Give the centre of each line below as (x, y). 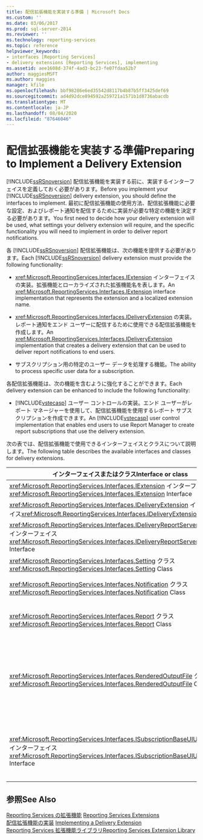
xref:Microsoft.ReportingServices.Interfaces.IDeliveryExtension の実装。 (105, 317)
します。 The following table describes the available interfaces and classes (99, 451)
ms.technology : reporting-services (51, 40)
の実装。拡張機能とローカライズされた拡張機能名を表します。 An (95, 285)
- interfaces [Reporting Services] (51, 57)
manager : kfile (25, 85)
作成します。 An (34, 332)
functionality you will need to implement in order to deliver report (87, 231)
